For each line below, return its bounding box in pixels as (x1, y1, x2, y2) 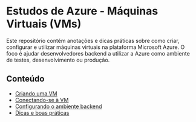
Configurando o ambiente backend (15, 103, 102, 110)
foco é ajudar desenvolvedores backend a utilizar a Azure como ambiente (6, 50, 191, 57)
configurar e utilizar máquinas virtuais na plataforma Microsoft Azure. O (6, 43, 185, 51)
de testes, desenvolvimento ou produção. (6, 56, 110, 63)
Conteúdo (6, 74, 45, 84)
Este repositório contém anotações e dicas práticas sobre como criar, (6, 37, 180, 44)
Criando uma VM (15, 89, 57, 97)
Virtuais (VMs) (6, 17, 82, 31)
